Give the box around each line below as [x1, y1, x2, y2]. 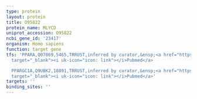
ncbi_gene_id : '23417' [6, 36, 62, 41]
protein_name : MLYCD [6, 24, 57, 31]
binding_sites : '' [6, 84, 51, 90]
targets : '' [6, 79, 35, 84]
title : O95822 [6, 19, 41, 25]
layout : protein [6, 14, 46, 20]
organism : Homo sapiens [6, 41, 64, 47]
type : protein [6, 8, 41, 15]
